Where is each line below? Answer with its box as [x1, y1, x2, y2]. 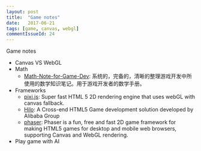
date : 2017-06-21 [6, 20, 55, 26]
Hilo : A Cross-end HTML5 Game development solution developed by [23, 106, 194, 113]
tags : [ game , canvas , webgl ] [6, 25, 79, 32]
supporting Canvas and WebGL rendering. [23, 131, 128, 138]
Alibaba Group [23, 112, 60, 120]
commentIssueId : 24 [6, 31, 55, 37]
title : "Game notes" [6, 14, 61, 20]
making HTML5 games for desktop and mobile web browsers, [23, 125, 177, 132]
